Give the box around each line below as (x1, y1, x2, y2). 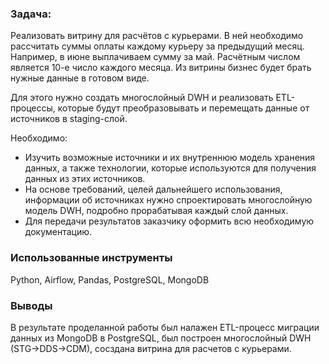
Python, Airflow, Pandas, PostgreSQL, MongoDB (10, 273, 210, 286)
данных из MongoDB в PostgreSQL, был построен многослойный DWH (10, 332, 312, 344)
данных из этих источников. (24, 173, 146, 185)
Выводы (10, 298, 53, 312)
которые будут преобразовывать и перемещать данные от (57, 102, 310, 114)
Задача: (10, 7, 52, 21)
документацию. (24, 226, 93, 238)
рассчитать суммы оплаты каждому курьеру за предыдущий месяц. (10, 40, 305, 52)
